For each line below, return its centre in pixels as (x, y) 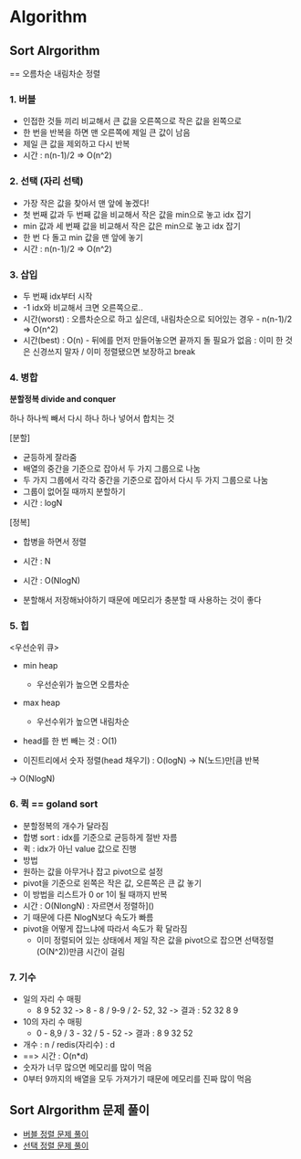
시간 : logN (42, 503)
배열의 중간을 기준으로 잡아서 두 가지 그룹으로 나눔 (111, 469)
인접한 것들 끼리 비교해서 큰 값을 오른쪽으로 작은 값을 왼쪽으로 (132, 121)
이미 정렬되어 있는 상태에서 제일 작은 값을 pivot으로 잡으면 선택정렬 (155, 940)
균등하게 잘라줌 (50, 458)
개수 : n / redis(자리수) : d (69, 1045)
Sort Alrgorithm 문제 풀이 (80, 1110)
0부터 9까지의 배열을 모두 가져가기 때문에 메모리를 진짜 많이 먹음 (137, 1079)
